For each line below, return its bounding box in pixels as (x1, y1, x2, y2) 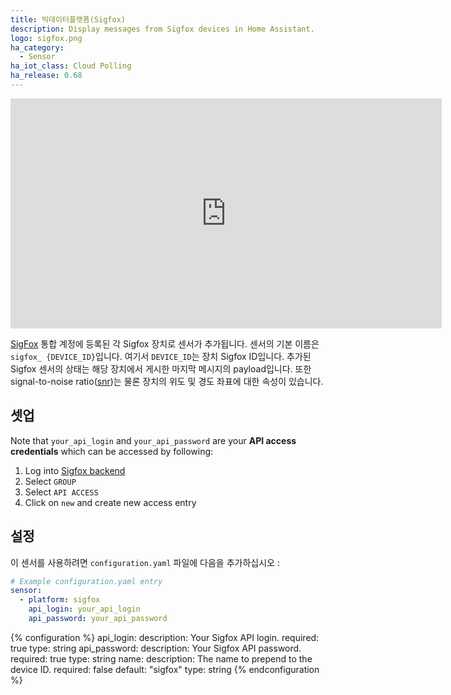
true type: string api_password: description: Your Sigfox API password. (10, 642, 302, 654)
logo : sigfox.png (10, 33, 83, 43)
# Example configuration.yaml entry (10, 576, 163, 586)
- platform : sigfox (19, 595, 101, 605)
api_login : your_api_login (28, 604, 141, 615)
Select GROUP (24, 475, 77, 487)
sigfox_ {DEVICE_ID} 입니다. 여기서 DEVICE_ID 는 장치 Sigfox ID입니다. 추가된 (10, 350, 312, 362)
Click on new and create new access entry (24, 496, 197, 508)
